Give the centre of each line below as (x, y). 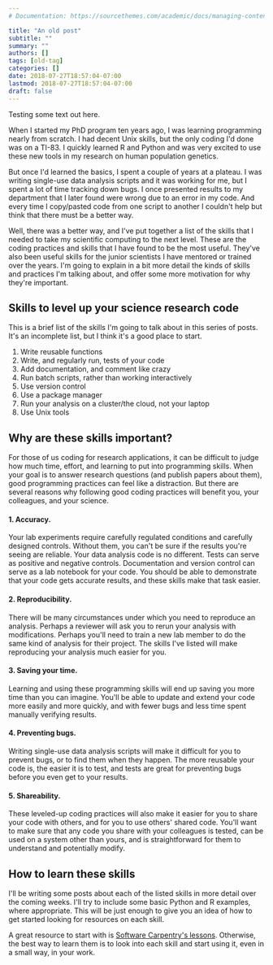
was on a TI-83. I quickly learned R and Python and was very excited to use (135, 147)
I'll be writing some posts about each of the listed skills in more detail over (132, 893)
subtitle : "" (30, 38)
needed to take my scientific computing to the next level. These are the (128, 239)
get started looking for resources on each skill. (87, 919)
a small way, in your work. (52, 952)
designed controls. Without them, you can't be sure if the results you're (128, 546)
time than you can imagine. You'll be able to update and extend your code (132, 697)
